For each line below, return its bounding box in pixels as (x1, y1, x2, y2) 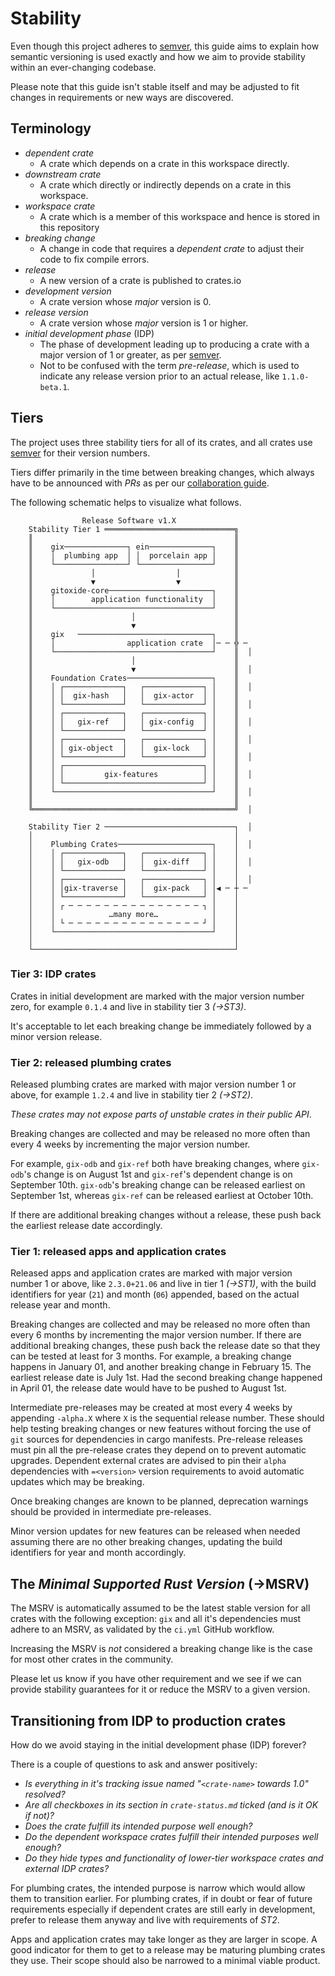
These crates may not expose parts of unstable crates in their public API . (10, 1108, 312, 1121)
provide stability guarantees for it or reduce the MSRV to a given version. (10, 1683, 311, 1696)
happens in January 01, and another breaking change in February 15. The (10, 1361, 312, 1373)
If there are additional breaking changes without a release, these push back (10, 1209, 322, 1221)
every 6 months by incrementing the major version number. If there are (10, 1329, 302, 1341)
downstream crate (24, 168, 102, 180)
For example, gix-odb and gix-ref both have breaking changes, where (10, 1158, 300, 1170)
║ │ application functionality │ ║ (28, 594, 240, 604)
